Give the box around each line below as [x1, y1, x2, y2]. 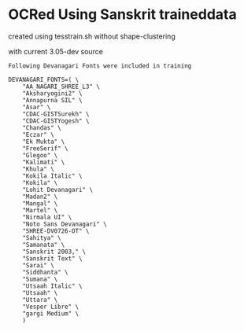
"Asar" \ [22, 103, 51, 111]
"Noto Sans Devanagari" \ [22, 220, 108, 228]
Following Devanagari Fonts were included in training [8, 61, 192, 70]
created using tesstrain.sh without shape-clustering [8, 31, 176, 41]
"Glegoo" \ [22, 151, 58, 159]
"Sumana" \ [22, 275, 58, 283]
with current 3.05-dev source [8, 46, 104, 56]
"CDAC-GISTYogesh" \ [22, 116, 90, 125]
